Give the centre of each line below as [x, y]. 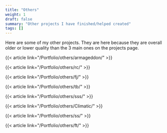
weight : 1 [16, 14]
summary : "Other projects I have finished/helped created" [68, 24]
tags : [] [14, 28]
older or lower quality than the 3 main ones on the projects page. [72, 48]
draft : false [19, 19]
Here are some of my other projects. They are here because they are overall [83, 42]
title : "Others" [22, 10]
